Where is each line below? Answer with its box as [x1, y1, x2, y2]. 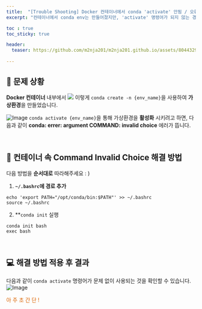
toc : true [6, 25, 34, 31]
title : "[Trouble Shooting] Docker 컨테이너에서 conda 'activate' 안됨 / [6, 8, 188, 15]
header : [6, 41, 26, 48]
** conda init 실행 [14, 211, 59, 218]
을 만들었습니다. [20, 101, 58, 108]
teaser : [11, 47, 31, 54]
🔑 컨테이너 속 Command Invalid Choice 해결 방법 [6, 153, 182, 163]
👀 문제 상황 [6, 76, 45, 87]
